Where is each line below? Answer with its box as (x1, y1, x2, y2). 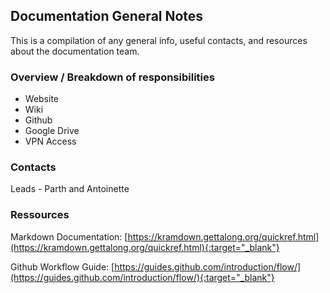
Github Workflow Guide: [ (10, 260, 115, 273)
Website (24, 93, 60, 105)
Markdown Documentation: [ (10, 230, 128, 243)
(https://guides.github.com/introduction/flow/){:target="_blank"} (10, 271, 275, 283)
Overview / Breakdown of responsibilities (10, 70, 215, 84)
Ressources (10, 208, 70, 222)
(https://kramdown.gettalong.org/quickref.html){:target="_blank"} (10, 241, 280, 253)
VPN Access (24, 135, 77, 148)
